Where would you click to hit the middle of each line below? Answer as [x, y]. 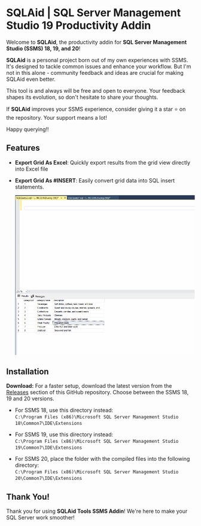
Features [23, 148]
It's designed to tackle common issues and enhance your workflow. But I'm [99, 66]
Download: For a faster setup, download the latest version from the [89, 386]
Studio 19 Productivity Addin [79, 25]
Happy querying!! [28, 129]
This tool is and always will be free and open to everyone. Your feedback [96, 90]
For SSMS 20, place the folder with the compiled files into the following [102, 459]
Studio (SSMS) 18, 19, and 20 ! [43, 48]
